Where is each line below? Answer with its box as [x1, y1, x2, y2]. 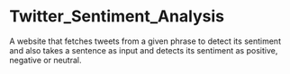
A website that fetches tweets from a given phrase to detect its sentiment [9, 36, 282, 46]
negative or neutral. [9, 54, 82, 65]
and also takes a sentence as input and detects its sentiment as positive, [9, 45, 278, 55]
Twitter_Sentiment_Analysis [9, 6, 225, 27]
